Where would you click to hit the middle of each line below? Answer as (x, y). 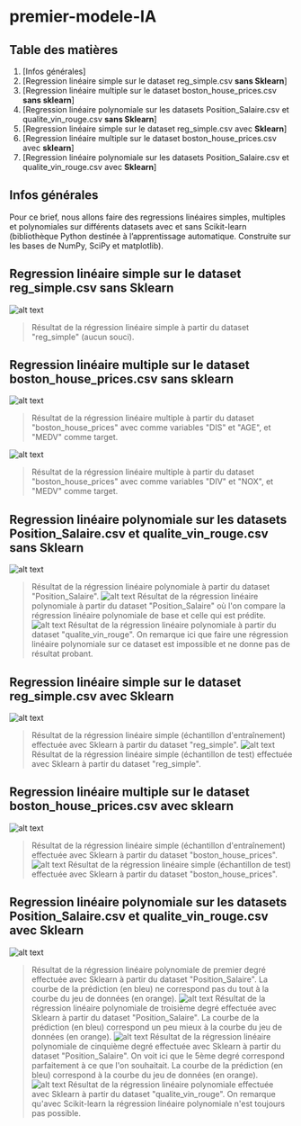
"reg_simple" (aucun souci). (83, 337)
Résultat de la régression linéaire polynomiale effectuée (171, 1084)
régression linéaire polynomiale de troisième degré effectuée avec (154, 1008)
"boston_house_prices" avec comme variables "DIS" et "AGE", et (151, 428)
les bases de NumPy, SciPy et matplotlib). (87, 246)
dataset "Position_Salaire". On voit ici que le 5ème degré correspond (158, 1056)
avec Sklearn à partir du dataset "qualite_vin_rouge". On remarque (153, 1094)
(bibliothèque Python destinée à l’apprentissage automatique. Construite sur (150, 236)
